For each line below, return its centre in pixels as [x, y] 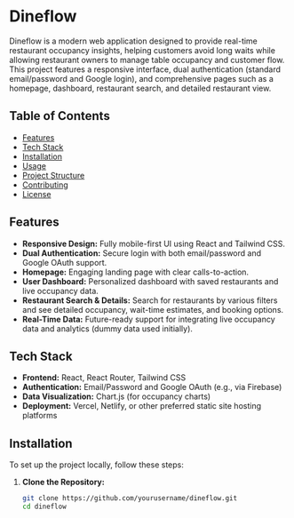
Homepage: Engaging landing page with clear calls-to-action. [135, 272]
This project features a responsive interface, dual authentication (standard [145, 69]
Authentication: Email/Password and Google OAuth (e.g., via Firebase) [152, 387]
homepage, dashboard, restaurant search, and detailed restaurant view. [140, 88]
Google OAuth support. [64, 262]
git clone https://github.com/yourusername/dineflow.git [130, 498]
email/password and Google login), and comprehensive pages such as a [141, 78]
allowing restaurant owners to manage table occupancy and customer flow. [147, 60]
